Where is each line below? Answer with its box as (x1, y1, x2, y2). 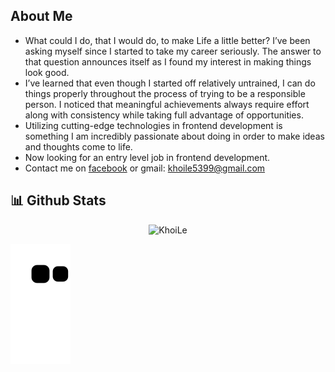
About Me (10, 8, 73, 25)
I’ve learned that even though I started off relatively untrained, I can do (24, 77, 316, 89)
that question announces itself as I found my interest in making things (24, 55, 312, 68)
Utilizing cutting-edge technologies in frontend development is (24, 119, 283, 131)
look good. (24, 66, 70, 78)
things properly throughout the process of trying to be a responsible (24, 87, 306, 99)
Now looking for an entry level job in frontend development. (24, 151, 271, 163)
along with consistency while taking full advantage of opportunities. (24, 109, 304, 121)
